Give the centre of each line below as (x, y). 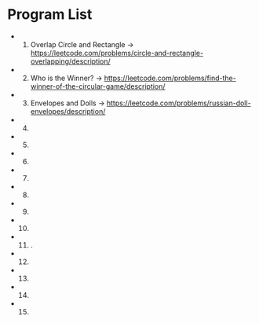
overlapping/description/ (70, 61)
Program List (50, 15)
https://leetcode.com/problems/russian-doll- (179, 103)
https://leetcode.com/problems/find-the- (170, 78)
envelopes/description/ (68, 111)
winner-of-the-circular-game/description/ (98, 86)
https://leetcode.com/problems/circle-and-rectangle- (117, 53)
